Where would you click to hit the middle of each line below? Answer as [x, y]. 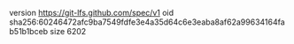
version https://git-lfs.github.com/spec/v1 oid [92, 13]
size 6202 [68, 31]
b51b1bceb [29, 31]
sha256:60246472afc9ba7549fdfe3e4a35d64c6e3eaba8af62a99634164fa [147, 22]
